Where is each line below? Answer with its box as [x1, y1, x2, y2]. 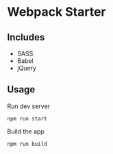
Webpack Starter [7, 4, 106, 20]
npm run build [7, 140, 48, 147]
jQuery [16, 64, 36, 72]
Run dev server [7, 102, 50, 110]
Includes [7, 31, 45, 43]
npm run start [7, 115, 48, 122]
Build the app [7, 127, 45, 136]
